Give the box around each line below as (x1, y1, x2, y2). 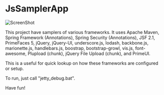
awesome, (5, 50, 27, 56)
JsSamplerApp (5, 3, 69, 14)
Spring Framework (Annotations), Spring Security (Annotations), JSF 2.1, (5, 34, 155, 40)
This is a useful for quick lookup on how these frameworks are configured (5, 60, 158, 66)
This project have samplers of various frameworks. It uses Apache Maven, (5, 29, 159, 35)
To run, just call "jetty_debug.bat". (5, 75, 75, 81)
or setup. (5, 65, 24, 71)
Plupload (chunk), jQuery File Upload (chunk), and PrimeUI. (27, 50, 151, 56)
